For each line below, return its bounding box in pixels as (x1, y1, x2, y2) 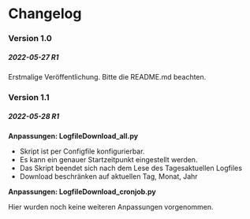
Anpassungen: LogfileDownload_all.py (8, 131, 139, 140)
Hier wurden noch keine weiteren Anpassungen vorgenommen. (8, 202, 215, 211)
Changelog (8, 5, 82, 23)
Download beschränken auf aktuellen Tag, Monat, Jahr (19, 171, 199, 181)
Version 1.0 (8, 33, 53, 44)
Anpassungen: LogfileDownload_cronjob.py (8, 187, 156, 196)
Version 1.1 (8, 92, 50, 102)
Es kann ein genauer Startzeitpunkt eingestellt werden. (19, 154, 198, 164)
